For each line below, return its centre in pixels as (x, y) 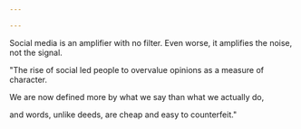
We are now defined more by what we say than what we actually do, (137, 97)
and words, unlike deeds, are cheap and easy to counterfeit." (123, 115)
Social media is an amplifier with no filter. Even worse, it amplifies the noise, (151, 42)
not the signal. (36, 52)
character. (29, 79)
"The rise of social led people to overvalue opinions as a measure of (137, 69)
